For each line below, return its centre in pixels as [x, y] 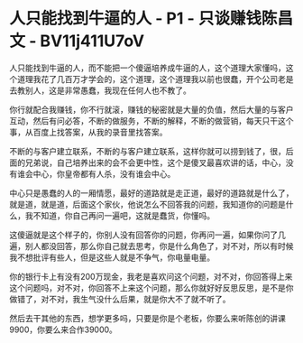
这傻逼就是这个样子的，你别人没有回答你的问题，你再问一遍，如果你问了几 [147, 235]
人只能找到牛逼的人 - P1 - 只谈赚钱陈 [143, 19]
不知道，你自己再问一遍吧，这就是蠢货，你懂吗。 [124, 215]
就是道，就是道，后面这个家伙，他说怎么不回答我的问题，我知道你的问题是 [147, 204]
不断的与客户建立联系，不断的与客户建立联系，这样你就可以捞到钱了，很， [147, 151]
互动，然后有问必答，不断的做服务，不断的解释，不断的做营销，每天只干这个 [151, 121]
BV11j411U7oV [92, 41]
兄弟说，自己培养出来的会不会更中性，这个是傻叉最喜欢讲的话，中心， [155, 162]
